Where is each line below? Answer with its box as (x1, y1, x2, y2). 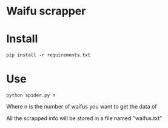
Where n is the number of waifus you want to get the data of (6, 103, 157, 110)
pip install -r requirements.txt (6, 52, 91, 58)
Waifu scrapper (6, 4, 86, 18)
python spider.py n (6, 92, 56, 98)
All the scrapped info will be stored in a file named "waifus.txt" (6, 115, 163, 122)
